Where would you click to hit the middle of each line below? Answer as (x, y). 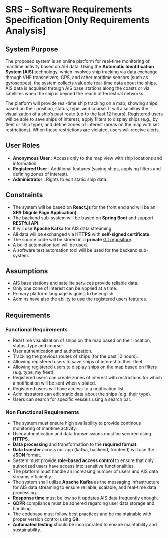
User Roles (23, 146)
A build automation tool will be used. (50, 245)
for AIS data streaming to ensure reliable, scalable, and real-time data (85, 487)
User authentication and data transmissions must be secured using (82, 434)
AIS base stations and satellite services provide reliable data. (75, 283)
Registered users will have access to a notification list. (68, 389)
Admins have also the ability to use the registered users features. (80, 299)
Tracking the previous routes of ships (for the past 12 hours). (75, 356)
